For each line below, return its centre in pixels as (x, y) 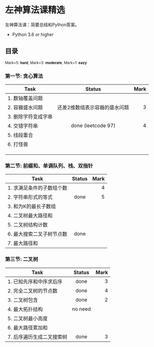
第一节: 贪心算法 (24, 76)
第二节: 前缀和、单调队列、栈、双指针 (49, 166)
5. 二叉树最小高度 (28, 318)
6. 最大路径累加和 (28, 327)
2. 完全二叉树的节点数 (33, 290)
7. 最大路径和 (23, 243)
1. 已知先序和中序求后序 (35, 282)
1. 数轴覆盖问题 (25, 98)
